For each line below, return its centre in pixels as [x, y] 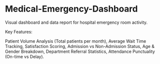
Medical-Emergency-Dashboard [72, 9]
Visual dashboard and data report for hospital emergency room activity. [76, 22]
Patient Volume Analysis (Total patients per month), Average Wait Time [76, 41]
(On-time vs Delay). [25, 56]
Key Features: [19, 32]
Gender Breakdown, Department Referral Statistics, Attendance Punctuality [80, 51]
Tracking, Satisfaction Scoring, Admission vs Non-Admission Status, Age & [80, 46]
